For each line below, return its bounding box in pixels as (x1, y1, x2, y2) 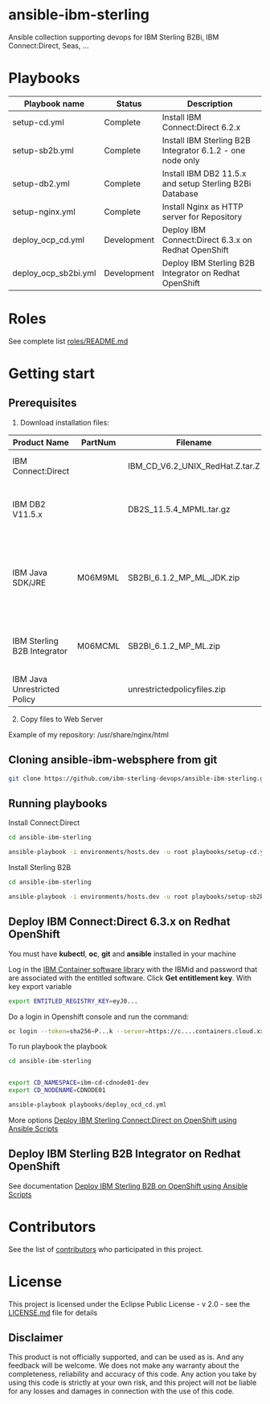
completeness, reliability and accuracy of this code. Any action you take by (8, 1369, 257, 1379)
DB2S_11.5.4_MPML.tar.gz (127, 503, 231, 515)
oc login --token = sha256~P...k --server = (8, 1027, 149, 1035)
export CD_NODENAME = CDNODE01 (8, 1086, 106, 1094)
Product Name (12, 437, 70, 448)
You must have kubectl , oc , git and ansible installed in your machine (8, 949, 237, 959)
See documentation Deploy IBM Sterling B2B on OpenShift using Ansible (8, 1180, 248, 1191)
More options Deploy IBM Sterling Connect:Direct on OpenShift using (8, 1115, 237, 1125)
